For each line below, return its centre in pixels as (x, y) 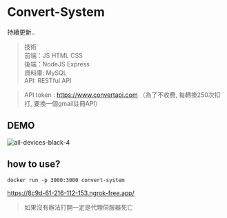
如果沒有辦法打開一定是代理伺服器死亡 (78, 207)
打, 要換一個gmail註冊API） (62, 103)
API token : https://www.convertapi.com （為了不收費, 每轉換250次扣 (122, 95)
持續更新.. (21, 32)
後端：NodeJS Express (57, 64)
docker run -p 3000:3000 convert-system (66, 180)
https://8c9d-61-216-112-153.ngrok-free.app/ (71, 193)
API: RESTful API (48, 80)
